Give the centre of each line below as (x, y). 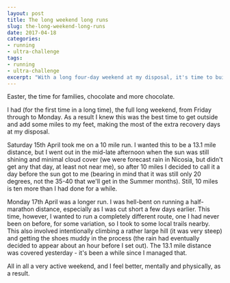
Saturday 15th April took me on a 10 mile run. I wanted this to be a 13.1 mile (112, 145)
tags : (15, 58)
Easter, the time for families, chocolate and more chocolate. (91, 97)
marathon (21, 209)
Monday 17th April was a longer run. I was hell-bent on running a (98, 202)
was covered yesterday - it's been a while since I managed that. (97, 253)
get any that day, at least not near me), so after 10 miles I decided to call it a (114, 167)
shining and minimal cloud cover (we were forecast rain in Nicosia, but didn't (115, 160)
